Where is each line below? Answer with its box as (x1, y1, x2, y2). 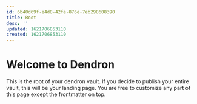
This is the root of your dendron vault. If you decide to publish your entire (6, 78, 189, 85)
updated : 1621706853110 (6, 26, 67, 32)
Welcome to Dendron (6, 58, 115, 72)
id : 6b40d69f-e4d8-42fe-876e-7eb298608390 (6, 9, 115, 15)
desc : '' (6, 20, 28, 26)
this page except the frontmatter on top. (6, 91, 106, 98)
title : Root (6, 15, 36, 21)
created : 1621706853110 (6, 32, 67, 38)
